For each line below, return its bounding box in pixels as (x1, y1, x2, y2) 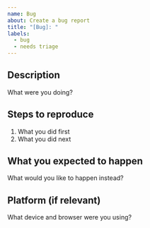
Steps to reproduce (7, 109, 94, 121)
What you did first (17, 127, 70, 136)
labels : (7, 30, 30, 37)
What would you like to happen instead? (7, 174, 124, 182)
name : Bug (7, 10, 37, 18)
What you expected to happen (7, 155, 144, 167)
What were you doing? (7, 88, 73, 96)
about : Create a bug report (7, 17, 91, 24)
